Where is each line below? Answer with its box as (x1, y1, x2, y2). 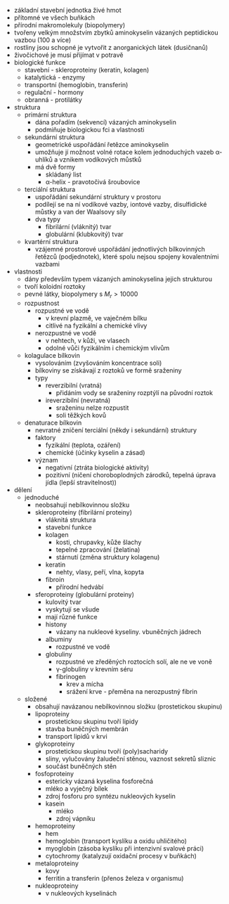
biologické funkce (13, 58, 66, 66)
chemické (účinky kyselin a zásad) (45, 448, 145, 456)
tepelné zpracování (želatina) (55, 545, 140, 554)
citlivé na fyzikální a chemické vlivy (45, 321, 148, 330)
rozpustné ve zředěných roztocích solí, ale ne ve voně (55, 657, 213, 666)
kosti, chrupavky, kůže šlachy (55, 538, 142, 546)
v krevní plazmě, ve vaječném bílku (45, 314, 148, 322)
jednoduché (24, 493, 60, 501)
